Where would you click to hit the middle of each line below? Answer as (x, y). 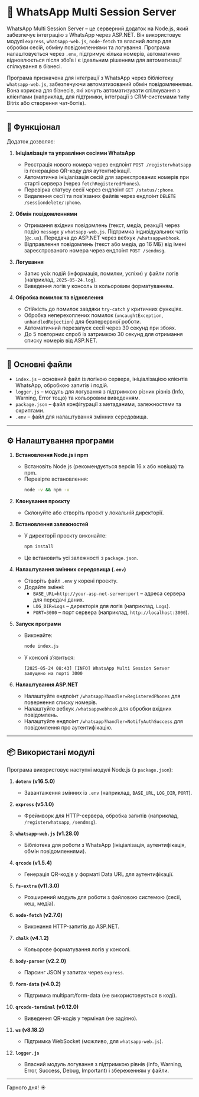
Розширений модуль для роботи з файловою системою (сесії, (103, 897)
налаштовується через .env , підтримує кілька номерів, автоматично (93, 53)
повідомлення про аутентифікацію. (68, 727)
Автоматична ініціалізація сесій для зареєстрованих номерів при (107, 177)
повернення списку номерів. (61, 702)
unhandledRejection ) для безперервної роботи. (82, 321)
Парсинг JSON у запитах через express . (74, 972)
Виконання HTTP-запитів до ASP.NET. (72, 926)
